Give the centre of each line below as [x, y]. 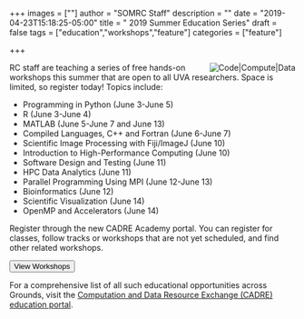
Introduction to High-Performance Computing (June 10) [126, 153]
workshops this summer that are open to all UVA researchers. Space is [142, 77]
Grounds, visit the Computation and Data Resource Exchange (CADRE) [142, 295]
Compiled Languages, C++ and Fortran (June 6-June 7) [127, 134]
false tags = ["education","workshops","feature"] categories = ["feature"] [146, 32]
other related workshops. [57, 248]
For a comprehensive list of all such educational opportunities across [138, 285]
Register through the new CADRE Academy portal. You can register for [141, 228]
